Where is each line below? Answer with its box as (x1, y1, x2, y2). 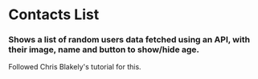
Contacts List (8, 6, 100, 24)
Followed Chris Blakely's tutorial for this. (8, 62, 142, 72)
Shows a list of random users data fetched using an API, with (8, 34, 251, 45)
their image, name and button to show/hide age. (8, 44, 199, 55)
